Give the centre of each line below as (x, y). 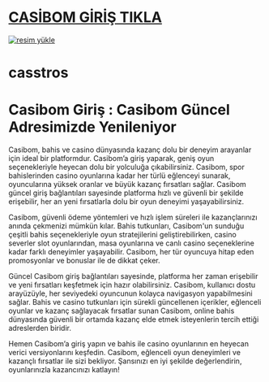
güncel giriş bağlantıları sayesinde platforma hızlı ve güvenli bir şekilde (126, 193)
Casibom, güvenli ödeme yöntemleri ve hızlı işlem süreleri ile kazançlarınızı (133, 217)
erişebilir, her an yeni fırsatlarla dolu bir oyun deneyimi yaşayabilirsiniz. (126, 202)
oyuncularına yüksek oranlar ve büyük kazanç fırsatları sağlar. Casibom (128, 184)
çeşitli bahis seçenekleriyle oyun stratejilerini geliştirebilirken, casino (122, 235)
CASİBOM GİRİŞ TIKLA (85, 17)
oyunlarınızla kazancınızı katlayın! (64, 370)
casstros (38, 73)
